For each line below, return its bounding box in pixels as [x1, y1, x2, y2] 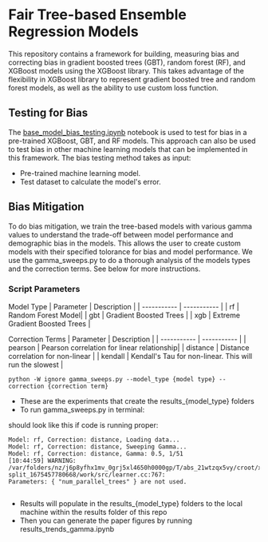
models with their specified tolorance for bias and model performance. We [8, 246, 253, 257]
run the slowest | [8, 360, 64, 369]
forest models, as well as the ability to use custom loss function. [8, 82, 219, 93]
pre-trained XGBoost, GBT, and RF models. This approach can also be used [8, 136, 256, 145]
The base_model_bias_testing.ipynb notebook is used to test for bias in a [8, 127, 247, 137]
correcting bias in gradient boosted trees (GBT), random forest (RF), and [8, 58, 246, 67]
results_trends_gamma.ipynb [19, 524, 115, 533]
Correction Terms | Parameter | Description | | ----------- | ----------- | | [8, 334, 246, 344]
